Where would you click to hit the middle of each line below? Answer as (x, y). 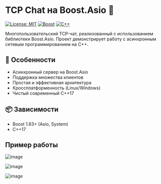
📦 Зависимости (32, 109)
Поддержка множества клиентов (48, 77)
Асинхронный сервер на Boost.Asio (50, 72)
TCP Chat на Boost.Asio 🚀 (60, 10)
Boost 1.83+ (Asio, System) (40, 124)
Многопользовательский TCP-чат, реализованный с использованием (79, 33)
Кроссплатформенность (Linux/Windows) (56, 88)
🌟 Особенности (30, 60)
